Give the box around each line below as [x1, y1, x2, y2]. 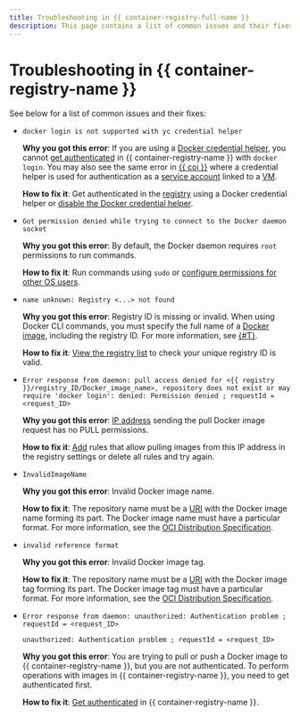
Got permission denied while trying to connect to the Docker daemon [21, 217, 287, 226]
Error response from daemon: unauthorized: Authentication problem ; [21, 612, 287, 621]
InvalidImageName [21, 470, 87, 479]
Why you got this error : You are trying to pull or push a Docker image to [21, 651, 288, 662]
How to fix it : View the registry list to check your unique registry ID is [21, 347, 277, 358]
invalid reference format [21, 541, 119, 550]
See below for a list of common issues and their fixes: [9, 108, 207, 119]
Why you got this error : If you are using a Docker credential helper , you [21, 143, 287, 154]
